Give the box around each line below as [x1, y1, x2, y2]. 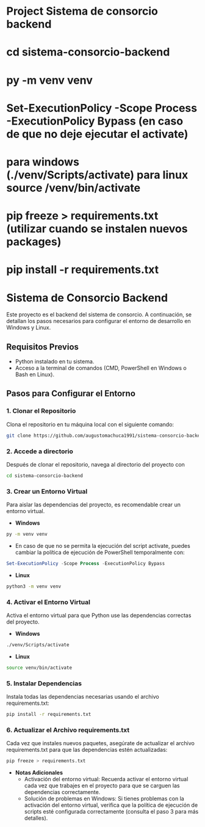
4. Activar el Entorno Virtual [6, 597, 90, 606]
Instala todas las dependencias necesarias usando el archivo [6, 693, 160, 701]
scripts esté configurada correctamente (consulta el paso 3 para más [24, 808, 199, 815]
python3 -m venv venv [6, 583, 62, 589]
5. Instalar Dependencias [6, 679, 82, 688]
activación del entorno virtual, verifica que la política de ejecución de [24, 801, 198, 809]
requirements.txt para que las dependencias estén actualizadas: [6, 746, 168, 754]
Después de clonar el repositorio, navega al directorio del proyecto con [6, 461, 185, 468]
